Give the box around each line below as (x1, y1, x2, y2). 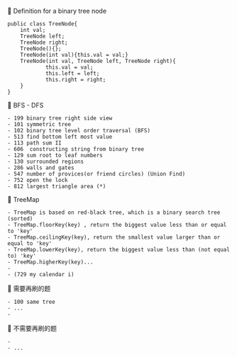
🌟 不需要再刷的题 (7, 324, 57, 332)
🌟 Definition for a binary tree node (7, 7, 107, 15)
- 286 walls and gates (7, 164, 75, 171)
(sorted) (7, 215, 33, 222)
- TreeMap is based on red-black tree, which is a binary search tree (7, 209, 221, 216)
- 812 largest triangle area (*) (7, 183, 106, 190)
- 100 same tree (7, 298, 55, 305)
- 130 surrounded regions (7, 158, 84, 165)
